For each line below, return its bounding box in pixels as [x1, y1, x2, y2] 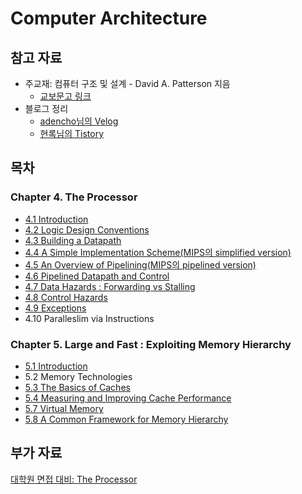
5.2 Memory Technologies [24, 370, 133, 382]
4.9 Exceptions [24, 302, 87, 314]
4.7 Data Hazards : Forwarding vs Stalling [24, 280, 196, 292]
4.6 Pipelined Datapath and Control [24, 270, 170, 282]
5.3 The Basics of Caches [24, 381, 131, 393]
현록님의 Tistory [39, 128, 105, 139]
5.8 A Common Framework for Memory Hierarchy [24, 413, 229, 425]
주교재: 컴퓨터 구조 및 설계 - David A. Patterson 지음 [24, 78, 231, 89]
